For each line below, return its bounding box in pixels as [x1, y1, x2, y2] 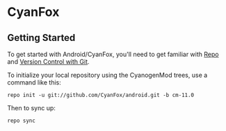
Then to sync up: [7, 104, 56, 112]
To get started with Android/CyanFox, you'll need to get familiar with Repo [7, 50, 219, 58]
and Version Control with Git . [7, 58, 90, 66]
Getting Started [7, 32, 76, 44]
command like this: [7, 78, 61, 87]
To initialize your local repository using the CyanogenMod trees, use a [7, 71, 208, 79]
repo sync [7, 117, 36, 124]
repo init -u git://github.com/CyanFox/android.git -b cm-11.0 [7, 91, 195, 98]
